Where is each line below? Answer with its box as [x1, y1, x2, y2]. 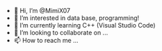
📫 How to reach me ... [13, 37, 79, 44]
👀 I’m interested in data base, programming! [13, 14, 140, 22]
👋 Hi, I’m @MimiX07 [13, 7, 71, 14]
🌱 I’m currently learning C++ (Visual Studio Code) [13, 21, 156, 29]
